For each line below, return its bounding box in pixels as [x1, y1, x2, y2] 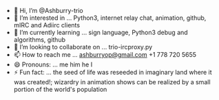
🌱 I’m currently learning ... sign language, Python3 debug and [13, 28, 188, 36]
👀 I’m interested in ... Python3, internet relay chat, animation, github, [13, 14, 207, 22]
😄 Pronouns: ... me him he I [13, 60, 93, 68]
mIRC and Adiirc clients [13, 21, 81, 29]
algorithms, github [13, 36, 65, 44]
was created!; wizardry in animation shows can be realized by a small [13, 78, 211, 86]
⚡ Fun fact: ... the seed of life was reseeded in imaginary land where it [13, 68, 212, 76]
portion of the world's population [13, 86, 107, 93]
